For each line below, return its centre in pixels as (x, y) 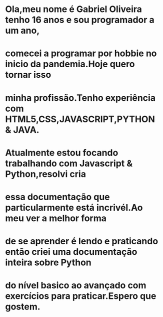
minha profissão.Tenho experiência (80, 98)
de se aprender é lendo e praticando (82, 241)
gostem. (23, 307)
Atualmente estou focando (62, 153)
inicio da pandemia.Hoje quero (70, 64)
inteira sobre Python (48, 263)
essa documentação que (57, 197)
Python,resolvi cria (46, 174)
